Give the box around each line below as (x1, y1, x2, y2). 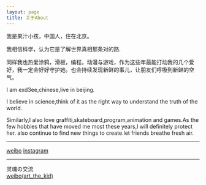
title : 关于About (6, 15, 49, 21)
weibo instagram (6, 146, 49, 154)
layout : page (6, 9, 40, 15)
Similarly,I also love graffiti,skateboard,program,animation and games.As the (6, 116, 199, 123)
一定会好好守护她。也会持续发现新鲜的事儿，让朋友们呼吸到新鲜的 (22, 66, 189, 74)
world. (6, 104, 23, 111)
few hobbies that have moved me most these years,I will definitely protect (6, 123, 193, 130)
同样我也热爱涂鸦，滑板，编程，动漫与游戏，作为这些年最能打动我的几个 (6, 58, 189, 66)
